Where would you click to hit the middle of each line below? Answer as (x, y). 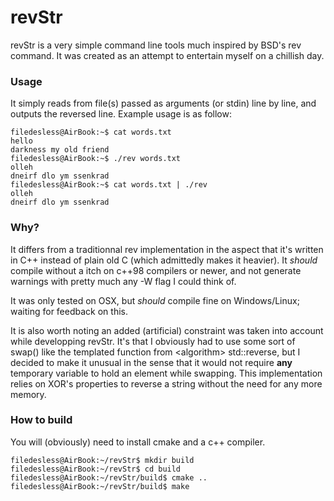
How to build (41, 420)
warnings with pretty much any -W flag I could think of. (123, 281)
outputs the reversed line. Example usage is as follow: (121, 114)
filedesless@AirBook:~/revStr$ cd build (96, 469)
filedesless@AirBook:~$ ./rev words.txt (96, 159)
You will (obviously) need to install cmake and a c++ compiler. (138, 442)
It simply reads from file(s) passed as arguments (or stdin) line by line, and (163, 103)
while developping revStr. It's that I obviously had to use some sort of (153, 341)
